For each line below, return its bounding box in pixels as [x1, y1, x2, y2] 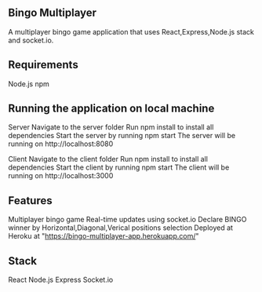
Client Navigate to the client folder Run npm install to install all [8, 155, 208, 164]
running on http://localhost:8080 [8, 139, 114, 148]
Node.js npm [8, 78, 49, 89]
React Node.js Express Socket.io [8, 275, 114, 285]
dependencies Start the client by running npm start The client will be [8, 162, 230, 172]
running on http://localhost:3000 [8, 171, 114, 181]
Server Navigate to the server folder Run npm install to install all [8, 122, 214, 132]
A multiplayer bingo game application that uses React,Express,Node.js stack [8, 27, 255, 36]
